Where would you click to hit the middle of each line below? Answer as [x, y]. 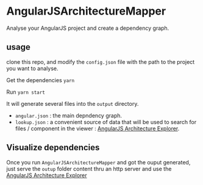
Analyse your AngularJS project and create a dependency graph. [88, 28]
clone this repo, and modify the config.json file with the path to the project [101, 61]
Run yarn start [26, 92]
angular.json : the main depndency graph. [69, 115]
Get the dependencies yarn [41, 80]
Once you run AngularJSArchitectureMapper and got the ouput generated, [98, 162]
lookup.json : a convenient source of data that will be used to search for [106, 122]
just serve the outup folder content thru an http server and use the [89, 169]
